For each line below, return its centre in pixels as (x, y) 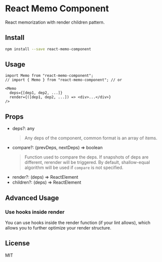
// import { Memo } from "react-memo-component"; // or (64, 80)
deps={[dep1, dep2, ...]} (36, 93)
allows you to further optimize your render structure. (58, 228)
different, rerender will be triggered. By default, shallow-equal (87, 163)
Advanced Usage (32, 198)
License (17, 244)
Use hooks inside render (35, 212)
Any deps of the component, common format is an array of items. (91, 138)
